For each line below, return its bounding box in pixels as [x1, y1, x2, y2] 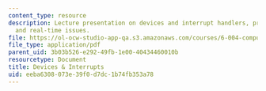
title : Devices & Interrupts [8, 63, 104, 71]
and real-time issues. [15, 26, 90, 34]
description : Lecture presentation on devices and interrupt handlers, [8, 19, 249, 27]
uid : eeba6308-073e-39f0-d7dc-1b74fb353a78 [8, 70, 154, 78]
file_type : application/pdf [8, 41, 101, 49]
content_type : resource [8, 11, 87, 20]
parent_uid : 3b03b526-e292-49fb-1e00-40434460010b [8, 48, 179, 56]
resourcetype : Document [8, 56, 87, 64]
